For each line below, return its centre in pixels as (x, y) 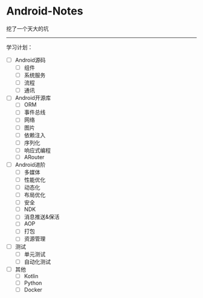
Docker (33, 290)
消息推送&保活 (42, 217)
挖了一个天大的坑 (27, 28)
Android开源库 (33, 98)
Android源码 (30, 60)
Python (33, 283)
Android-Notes (45, 11)
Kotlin (31, 276)
